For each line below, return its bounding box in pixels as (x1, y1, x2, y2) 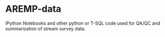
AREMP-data (5, 3, 62, 15)
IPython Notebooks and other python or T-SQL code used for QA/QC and (5, 20, 160, 26)
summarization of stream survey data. (5, 25, 86, 31)
